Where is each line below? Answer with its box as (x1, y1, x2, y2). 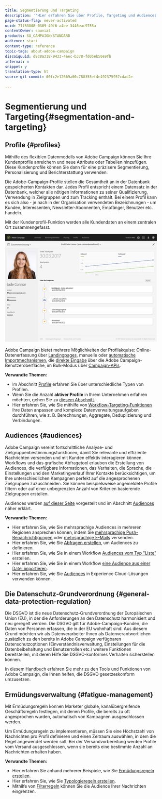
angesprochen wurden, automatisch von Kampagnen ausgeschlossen (5, 714, 144, 720)
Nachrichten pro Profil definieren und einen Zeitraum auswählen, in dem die (5, 733, 156, 739)
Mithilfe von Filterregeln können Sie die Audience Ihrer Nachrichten (12, 783, 147, 789)
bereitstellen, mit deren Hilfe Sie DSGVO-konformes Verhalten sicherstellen (5, 651, 155, 658)
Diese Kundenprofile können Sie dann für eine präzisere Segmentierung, (5, 164, 149, 170)
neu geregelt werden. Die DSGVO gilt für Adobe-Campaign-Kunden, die (5, 621, 148, 627)
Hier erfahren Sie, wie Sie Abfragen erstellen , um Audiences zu (12, 540, 138, 545)
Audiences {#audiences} (5, 431, 82, 440)
